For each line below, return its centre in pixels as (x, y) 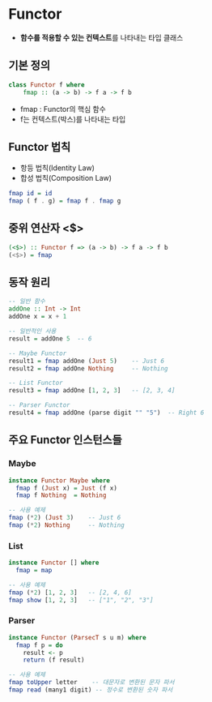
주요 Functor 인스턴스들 (66, 440)
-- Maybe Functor (38, 353)
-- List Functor (36, 383)
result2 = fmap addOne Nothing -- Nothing (88, 368)
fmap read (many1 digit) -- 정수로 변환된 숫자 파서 (91, 690)
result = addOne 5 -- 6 (50, 338)
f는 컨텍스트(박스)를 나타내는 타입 (73, 119)
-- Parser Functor (39, 405)
